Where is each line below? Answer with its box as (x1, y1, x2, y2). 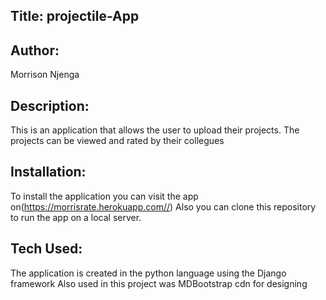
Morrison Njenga (10, 69, 80, 81)
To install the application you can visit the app (10, 190, 199, 202)
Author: (10, 42, 60, 59)
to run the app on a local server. (10, 211, 142, 223)
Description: (10, 97, 90, 114)
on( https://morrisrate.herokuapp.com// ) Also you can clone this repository (10, 200, 317, 213)
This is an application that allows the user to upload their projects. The (10, 124, 300, 136)
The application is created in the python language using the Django (10, 267, 287, 279)
